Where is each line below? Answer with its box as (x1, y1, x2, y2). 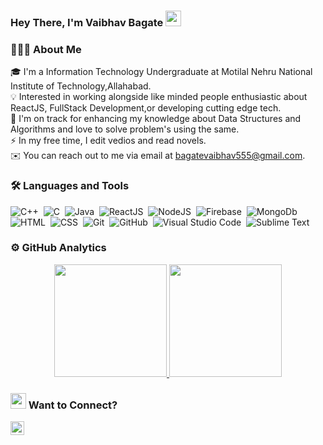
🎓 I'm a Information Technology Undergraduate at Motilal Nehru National (10, 66, 313, 78)
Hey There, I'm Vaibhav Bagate (10, 15, 164, 29)
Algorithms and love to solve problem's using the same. (10, 123, 240, 135)
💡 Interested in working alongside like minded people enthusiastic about (10, 91, 308, 103)
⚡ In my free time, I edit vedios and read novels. (10, 135, 207, 147)
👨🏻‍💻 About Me (10, 42, 82, 56)
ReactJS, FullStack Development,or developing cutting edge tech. (10, 102, 282, 114)
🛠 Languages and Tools (10, 179, 130, 193)
